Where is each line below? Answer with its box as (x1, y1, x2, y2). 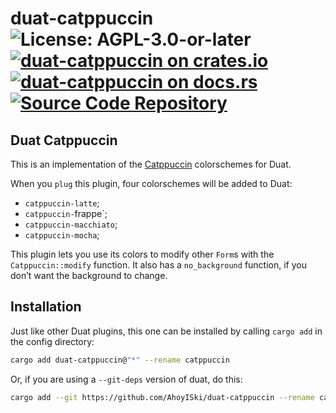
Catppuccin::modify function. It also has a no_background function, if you (10, 259, 307, 271)
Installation (10, 298, 82, 316)
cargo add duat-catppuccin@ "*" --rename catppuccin (10, 355, 230, 365)
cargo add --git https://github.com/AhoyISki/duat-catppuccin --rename (10, 392, 315, 402)
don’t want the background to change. (10, 270, 168, 281)
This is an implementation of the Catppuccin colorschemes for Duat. (10, 158, 292, 170)
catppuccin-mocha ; (24, 229, 100, 241)
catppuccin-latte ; (24, 197, 100, 209)
